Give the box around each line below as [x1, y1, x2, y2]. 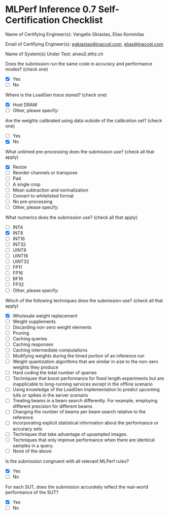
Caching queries [12, 335, 47, 341]
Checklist [61, 14, 103, 26]
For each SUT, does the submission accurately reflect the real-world [5, 484, 149, 490]
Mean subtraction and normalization [12, 187, 89, 193]
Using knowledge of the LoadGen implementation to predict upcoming [12, 387, 160, 393]
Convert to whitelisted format [12, 192, 74, 199]
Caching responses [12, 341, 54, 347]
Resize [12, 164, 27, 170]
